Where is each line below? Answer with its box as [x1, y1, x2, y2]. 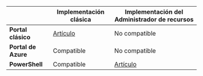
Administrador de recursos [114, 15, 194, 24]
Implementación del [124, 8, 184, 16]
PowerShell [9, 60, 43, 68]
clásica [70, 15, 92, 24]
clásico [9, 33, 31, 41]
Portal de [9, 43, 36, 51]
